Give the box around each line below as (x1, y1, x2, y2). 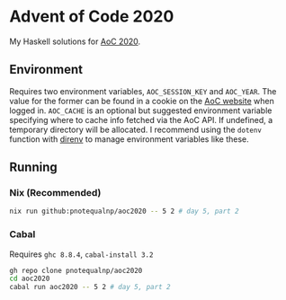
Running (9, 160, 58, 175)
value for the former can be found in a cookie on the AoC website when (9, 95, 274, 106)
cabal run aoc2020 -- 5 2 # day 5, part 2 (9, 283, 171, 292)
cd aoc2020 (9, 274, 50, 284)
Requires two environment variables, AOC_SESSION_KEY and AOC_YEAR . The (9, 85, 277, 96)
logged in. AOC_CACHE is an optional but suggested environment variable (9, 105, 273, 116)
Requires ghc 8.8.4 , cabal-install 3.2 (9, 249, 154, 260)
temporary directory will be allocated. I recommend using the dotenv (9, 124, 263, 135)
